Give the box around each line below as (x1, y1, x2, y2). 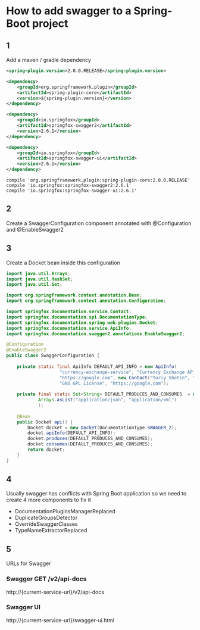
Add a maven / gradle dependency (6, 57, 91, 63)
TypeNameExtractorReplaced (14, 527, 87, 534)
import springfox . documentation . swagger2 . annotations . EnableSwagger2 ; (6, 330, 185, 337)
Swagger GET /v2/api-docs (6, 575, 87, 583)
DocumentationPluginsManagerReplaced (14, 508, 116, 515)
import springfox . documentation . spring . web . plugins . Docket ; (6, 320, 159, 326)
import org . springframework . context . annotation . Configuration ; (6, 298, 167, 304)
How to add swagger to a (6, 4, 132, 18)
